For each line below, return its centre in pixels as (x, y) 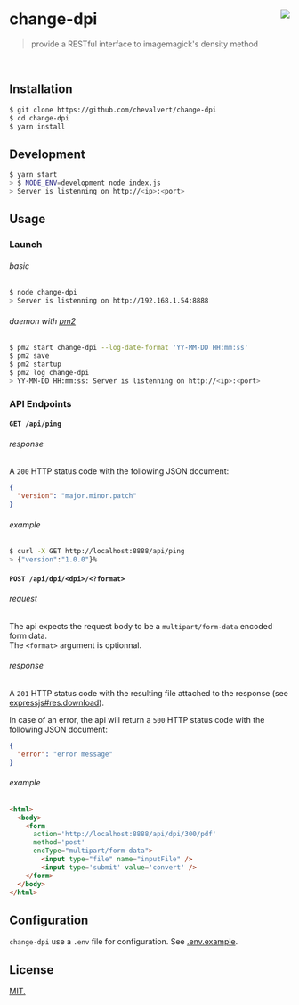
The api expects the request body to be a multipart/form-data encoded (141, 626)
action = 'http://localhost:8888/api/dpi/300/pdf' (125, 835)
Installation (41, 89)
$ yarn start (33, 175)
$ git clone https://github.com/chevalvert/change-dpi (113, 110)
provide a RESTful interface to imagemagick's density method (145, 44)
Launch (26, 245)
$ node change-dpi (43, 293)
